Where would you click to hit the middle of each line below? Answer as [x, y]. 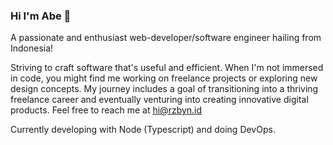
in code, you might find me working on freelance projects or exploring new [164, 78]
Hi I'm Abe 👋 [41, 16]
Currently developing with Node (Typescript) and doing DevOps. [143, 130]
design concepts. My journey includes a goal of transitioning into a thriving [164, 89]
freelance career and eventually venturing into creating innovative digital [159, 100]
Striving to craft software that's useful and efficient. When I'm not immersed [167, 68]
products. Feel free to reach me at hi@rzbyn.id [106, 110]
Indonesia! [32, 48]
